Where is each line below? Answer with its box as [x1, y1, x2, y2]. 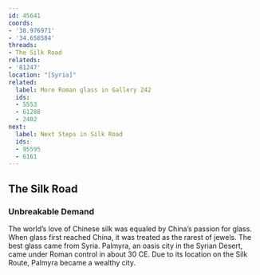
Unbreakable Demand [8, 206, 94, 217]
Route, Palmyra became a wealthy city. [8, 257, 136, 267]
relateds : [8, 57, 41, 65]
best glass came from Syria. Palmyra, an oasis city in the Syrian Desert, [8, 241, 243, 250]
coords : [8, 19, 34, 27]
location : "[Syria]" [8, 71, 77, 79]
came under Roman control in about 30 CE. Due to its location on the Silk [8, 249, 248, 259]
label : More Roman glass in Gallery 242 [15, 85, 152, 94]
